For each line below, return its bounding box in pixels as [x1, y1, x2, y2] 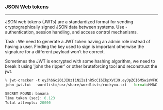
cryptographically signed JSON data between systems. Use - [5, 24, 128, 30]
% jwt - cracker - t [5, 78, 40, 83]
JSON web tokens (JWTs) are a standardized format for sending [5, 19, 133, 25]
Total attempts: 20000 [5, 100, 51, 105]
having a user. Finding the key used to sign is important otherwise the [5, 44, 144, 49]
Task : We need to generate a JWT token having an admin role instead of [5, 39, 150, 45]
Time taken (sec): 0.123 [5, 95, 55, 100]
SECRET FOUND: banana [5, 91, 49, 96]
